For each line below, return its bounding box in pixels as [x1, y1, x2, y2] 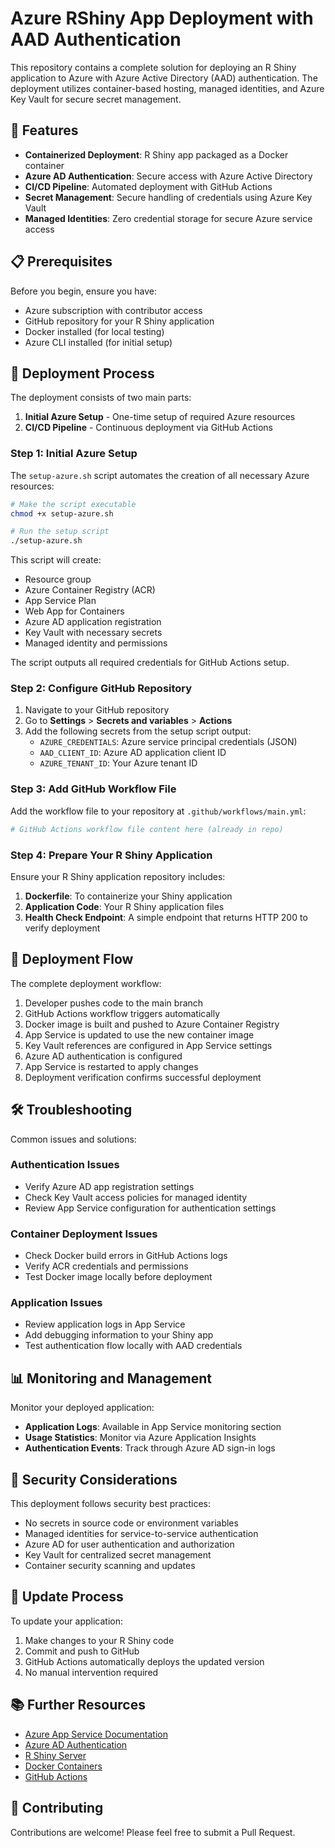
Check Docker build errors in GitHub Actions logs [24, 1250, 228, 1262]
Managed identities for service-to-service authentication [24, 1528, 259, 1540]
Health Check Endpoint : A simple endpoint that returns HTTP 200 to [24, 911, 308, 923]
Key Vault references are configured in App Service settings [24, 1039, 273, 1051]
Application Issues [10, 1296, 103, 1310]
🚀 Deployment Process [10, 365, 155, 382]
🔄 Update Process [10, 1588, 124, 1606]
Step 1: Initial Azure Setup [10, 447, 138, 461]
